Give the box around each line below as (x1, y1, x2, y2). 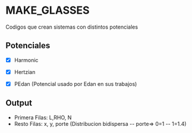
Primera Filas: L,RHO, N (14, 114, 72, 121)
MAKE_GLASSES (5, 4, 90, 17)
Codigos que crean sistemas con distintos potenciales (5, 23, 138, 30)
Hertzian (14, 68, 36, 75)
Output (5, 98, 32, 108)
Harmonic (14, 56, 39, 63)
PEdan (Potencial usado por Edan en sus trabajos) (14, 80, 137, 87)
